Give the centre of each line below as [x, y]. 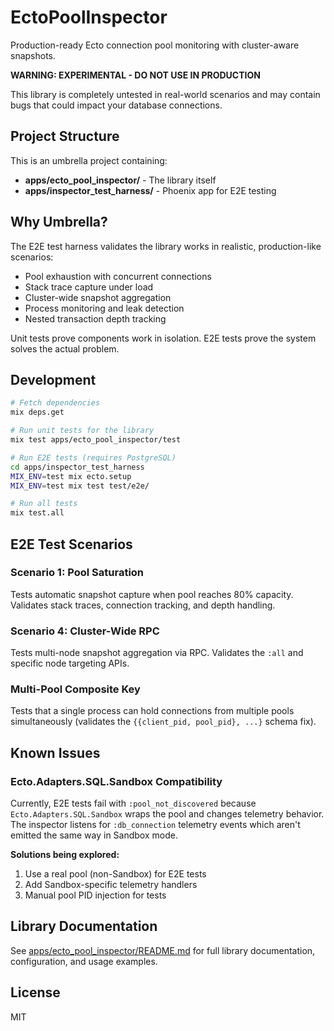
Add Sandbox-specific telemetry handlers [111, 885]
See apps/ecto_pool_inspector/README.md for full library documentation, [163, 950]
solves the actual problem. [65, 348]
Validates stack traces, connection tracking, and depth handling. [143, 605]
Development [53, 379]
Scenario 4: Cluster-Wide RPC [85, 631]
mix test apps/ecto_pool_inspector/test [96, 440]
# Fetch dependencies [55, 403]
